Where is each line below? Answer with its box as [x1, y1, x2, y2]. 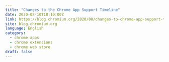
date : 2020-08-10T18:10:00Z [5, 12, 64, 17]
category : [5, 30, 26, 35]
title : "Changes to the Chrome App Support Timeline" [5, 7, 121, 12]
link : [5, 16, 17, 21]
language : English [5, 26, 44, 31]
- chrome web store [10, 44, 51, 49]
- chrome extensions [10, 40, 53, 45]
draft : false [5, 49, 33, 54]
